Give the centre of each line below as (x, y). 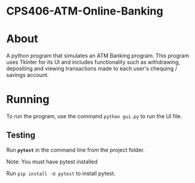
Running (28, 100)
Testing (21, 135)
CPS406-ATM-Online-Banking (85, 11)
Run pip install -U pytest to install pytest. (61, 173)
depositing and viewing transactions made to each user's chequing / (92, 68)
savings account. (28, 75)
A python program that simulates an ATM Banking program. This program (98, 56)
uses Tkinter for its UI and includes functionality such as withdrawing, (93, 62)
